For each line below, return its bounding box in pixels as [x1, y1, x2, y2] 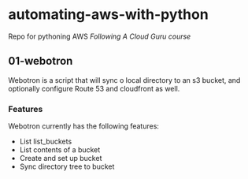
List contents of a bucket [19, 145, 101, 155]
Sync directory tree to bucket [19, 162, 115, 171]
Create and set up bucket [19, 154, 102, 163]
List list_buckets [19, 136, 72, 147]
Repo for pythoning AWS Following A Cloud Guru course [8, 32, 191, 41]
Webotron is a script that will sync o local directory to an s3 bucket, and [8, 75, 241, 84]
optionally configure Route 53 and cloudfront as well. [8, 84, 180, 93]
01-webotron [8, 54, 73, 68]
